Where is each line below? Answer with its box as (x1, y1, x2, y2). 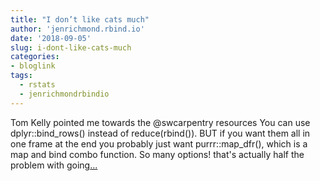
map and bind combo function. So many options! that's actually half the (10, 148, 305, 160)
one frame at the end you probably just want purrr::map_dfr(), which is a (10, 137, 308, 150)
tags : (10, 71, 33, 81)
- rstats (19, 80, 56, 90)
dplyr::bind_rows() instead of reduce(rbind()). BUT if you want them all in (10, 127, 311, 139)
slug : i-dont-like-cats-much (10, 42, 132, 53)
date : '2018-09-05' (10, 33, 92, 43)
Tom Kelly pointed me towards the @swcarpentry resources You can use (10, 116, 311, 128)
